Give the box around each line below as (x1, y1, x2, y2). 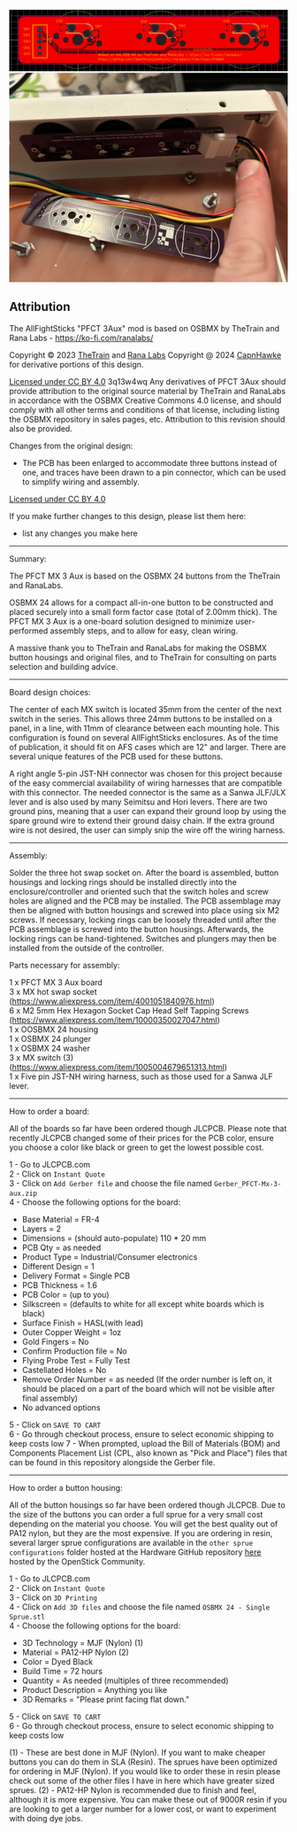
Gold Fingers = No (21, 1336, 89, 1347)
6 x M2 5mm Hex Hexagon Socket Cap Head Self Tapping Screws (9, 1005, 249, 1015)
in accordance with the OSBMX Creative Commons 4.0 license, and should (9, 395, 282, 406)
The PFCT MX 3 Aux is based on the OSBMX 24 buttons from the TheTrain (9, 571, 281, 581)
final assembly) (21, 1393, 78, 1403)
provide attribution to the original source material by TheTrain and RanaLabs (9, 385, 286, 396)
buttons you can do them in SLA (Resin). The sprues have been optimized (9, 1756, 278, 1767)
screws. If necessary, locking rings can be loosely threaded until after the (9, 914, 277, 925)
